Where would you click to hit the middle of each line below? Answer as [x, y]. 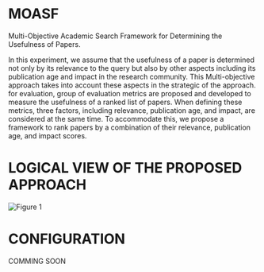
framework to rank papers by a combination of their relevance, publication [130, 127]
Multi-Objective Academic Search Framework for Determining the [115, 36]
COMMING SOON [37, 261]
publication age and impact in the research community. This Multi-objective [132, 76]
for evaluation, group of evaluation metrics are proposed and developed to [130, 93]
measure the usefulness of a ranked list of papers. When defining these [125, 102]
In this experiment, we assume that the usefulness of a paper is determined [132, 60]
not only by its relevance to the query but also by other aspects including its [132, 68]
